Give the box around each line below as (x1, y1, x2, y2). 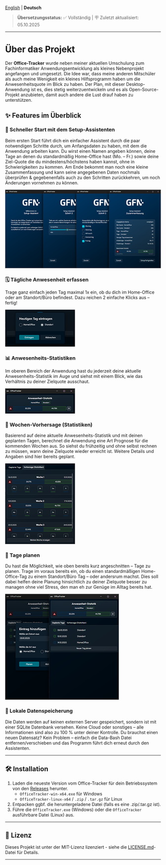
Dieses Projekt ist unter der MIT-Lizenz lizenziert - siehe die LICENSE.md (5, 844, 154, 850)
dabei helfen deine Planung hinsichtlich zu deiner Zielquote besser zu (5, 579, 147, 585)
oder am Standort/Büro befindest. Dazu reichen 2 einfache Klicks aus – (5, 295, 150, 301)
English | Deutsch (5, 5, 42, 10)
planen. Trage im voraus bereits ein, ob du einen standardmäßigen (5, 568, 141, 574)
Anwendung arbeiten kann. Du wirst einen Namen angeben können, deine (5, 148, 156, 154)
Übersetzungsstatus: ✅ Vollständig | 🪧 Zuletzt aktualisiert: (17, 15, 139, 20)
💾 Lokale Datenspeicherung (5, 707, 73, 714)
